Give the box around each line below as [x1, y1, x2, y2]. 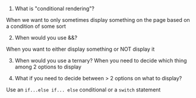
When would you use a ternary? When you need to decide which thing [14, 57, 187, 64]
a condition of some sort [6, 23, 67, 30]
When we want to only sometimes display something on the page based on [6, 17, 190, 23]
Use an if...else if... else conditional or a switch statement [6, 86, 161, 93]
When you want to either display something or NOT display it [6, 45, 155, 53]
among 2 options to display [14, 63, 82, 70]
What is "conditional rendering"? [14, 5, 95, 12]
